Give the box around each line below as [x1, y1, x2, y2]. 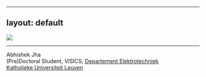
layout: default [6, 18, 64, 28]
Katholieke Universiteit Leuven [6, 64, 83, 71]
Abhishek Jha [6, 51, 41, 58]
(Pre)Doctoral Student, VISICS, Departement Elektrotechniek [6, 57, 159, 64]
